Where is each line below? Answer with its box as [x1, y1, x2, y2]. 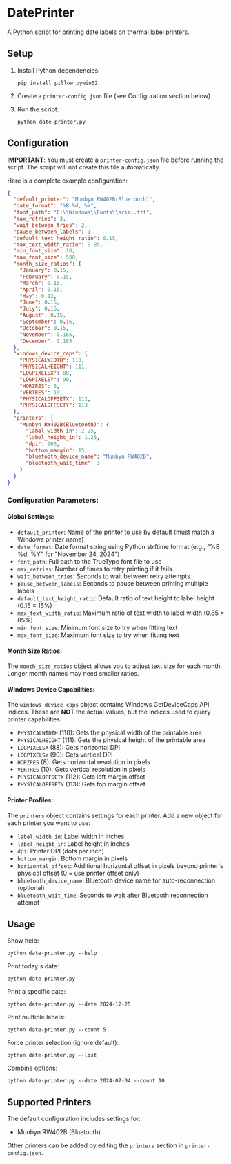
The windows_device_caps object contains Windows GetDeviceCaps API [7, 701, 210, 709]
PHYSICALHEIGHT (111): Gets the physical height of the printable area [17, 736, 206, 744]
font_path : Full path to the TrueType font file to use [17, 557, 162, 565]
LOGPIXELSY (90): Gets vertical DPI [17, 750, 113, 759]
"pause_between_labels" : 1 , [13, 228, 94, 235]
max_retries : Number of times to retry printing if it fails [17, 564, 172, 573]
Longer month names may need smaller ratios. [7, 669, 139, 678]
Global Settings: [7, 512, 54, 521]
